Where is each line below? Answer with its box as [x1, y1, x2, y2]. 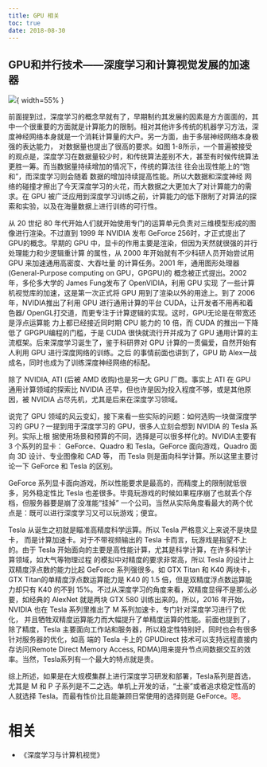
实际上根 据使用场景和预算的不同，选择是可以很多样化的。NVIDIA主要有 [21, 432, 257, 441]
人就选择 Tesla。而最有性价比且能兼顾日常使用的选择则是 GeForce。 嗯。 [8, 691, 246, 701]
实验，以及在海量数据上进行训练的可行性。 [21, 202, 161, 211]
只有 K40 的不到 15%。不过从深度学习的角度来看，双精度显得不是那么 [21, 585, 250, 594]
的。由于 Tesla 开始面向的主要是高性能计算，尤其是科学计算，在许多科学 [8, 545, 246, 554]
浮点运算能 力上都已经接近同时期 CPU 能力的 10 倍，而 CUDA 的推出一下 [14, 318, 252, 327]
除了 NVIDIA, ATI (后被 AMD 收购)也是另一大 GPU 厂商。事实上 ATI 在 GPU [8, 375, 251, 385]
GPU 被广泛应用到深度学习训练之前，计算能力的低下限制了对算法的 [30, 192, 250, 202]
